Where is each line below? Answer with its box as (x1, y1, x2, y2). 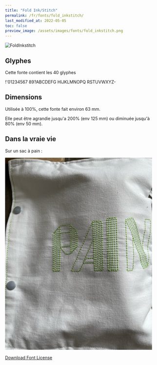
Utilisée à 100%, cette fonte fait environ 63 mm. (5, 106, 101, 112)
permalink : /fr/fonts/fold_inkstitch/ (5, 13, 84, 18)
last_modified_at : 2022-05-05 (5, 18, 67, 23)
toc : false (5, 23, 27, 28)
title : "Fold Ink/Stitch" (5, 8, 58, 13)
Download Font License (5, 354, 53, 361)
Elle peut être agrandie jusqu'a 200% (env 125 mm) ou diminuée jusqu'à (5, 115, 150, 122)
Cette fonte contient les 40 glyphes (5, 69, 77, 75)
